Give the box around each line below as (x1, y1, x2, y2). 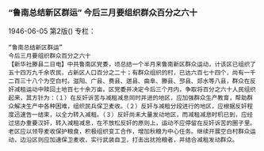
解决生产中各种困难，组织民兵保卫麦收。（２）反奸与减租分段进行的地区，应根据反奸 (13, 103, 247, 111)
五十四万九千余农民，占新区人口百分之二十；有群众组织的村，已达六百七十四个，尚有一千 (8, 69, 256, 77)
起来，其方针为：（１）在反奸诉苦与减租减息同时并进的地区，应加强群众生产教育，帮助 (8, 94, 247, 102)
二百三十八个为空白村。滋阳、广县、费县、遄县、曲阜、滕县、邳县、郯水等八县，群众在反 (8, 77, 256, 85)
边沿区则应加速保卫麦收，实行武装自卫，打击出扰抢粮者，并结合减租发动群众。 (19, 136, 239, 144)
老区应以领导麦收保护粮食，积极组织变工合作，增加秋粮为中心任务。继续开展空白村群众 (8, 128, 251, 136)
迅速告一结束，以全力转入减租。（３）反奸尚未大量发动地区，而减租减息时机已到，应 (13, 111, 247, 119)
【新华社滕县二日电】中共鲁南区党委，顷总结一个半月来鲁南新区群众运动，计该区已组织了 (8, 61, 256, 69)
